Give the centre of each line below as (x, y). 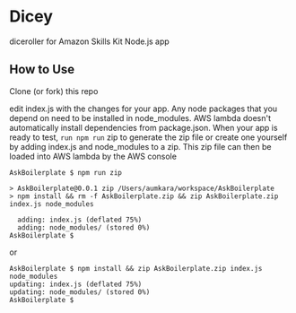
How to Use (42, 70)
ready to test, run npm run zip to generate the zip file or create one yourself (148, 137)
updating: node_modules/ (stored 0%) (80, 292)
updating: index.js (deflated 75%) (76, 284)
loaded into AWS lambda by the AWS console (93, 156)
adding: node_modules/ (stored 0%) (84, 227)
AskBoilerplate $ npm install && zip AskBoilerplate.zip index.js (136, 268)
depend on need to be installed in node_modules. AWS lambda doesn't (140, 117)
